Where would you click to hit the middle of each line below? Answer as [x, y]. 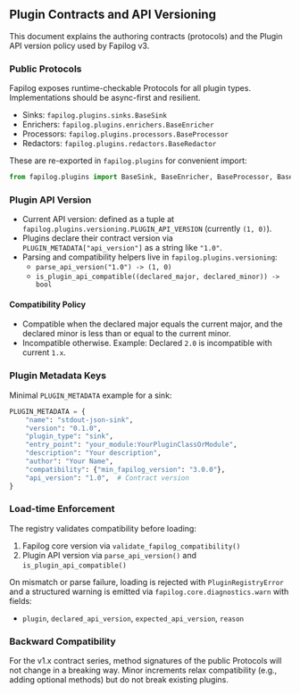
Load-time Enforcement [62, 509]
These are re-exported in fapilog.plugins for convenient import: [128, 161]
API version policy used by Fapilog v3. [79, 45]
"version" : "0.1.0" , [63, 428]
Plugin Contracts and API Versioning [113, 15]
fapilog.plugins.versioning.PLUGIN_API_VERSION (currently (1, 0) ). [147, 229]
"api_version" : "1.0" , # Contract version [108, 478]
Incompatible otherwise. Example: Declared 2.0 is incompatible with [147, 343]
